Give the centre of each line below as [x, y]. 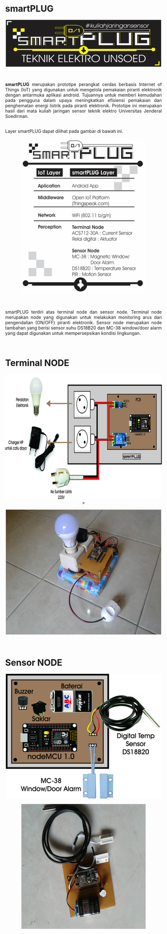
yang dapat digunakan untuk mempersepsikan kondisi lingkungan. [73, 333]
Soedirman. [17, 116]
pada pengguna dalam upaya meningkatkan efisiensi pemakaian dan [83, 100]
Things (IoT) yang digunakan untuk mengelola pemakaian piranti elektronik [83, 89]
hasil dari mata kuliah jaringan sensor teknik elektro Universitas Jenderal [83, 111]
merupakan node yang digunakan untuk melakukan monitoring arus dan [83, 317]
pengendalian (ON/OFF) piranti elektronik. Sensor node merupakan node [83, 322]
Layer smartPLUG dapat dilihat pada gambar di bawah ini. [64, 131]
